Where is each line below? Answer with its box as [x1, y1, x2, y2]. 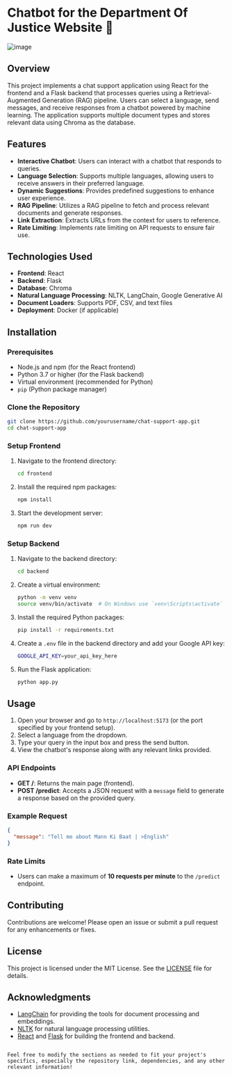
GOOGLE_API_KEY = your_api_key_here [17, 652, 117, 660]
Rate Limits [7, 856, 46, 866]
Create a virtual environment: [17, 580, 101, 589]
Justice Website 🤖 [7, 19, 114, 35]
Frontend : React [17, 269, 65, 277]
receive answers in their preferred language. [17, 179, 144, 187]
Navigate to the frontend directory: [17, 457, 117, 465]
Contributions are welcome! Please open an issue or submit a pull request [7, 918, 219, 926]
